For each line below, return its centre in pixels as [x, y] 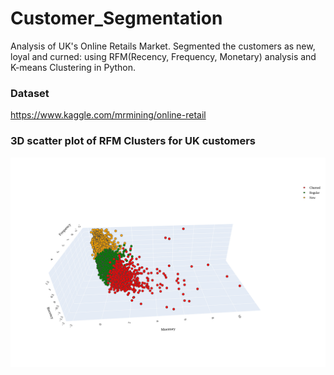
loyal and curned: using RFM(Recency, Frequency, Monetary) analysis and [163, 56]
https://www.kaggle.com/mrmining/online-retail [108, 115]
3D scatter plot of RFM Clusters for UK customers [133, 141]
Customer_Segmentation [116, 18]
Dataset [30, 93]
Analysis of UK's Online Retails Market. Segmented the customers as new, [163, 46]
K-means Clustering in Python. [73, 67]
